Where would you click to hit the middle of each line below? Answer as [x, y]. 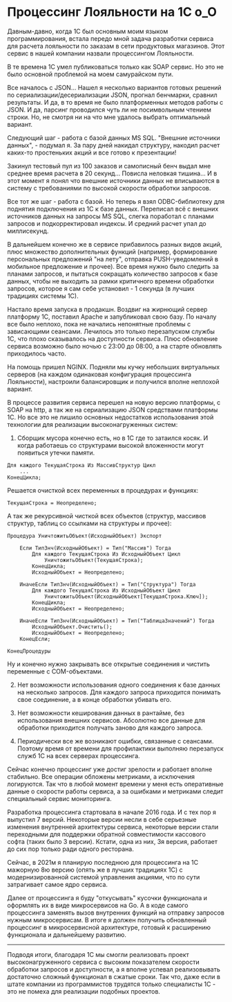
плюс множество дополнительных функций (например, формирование [112, 252]
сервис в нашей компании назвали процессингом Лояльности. [101, 53]
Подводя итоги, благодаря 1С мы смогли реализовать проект [98, 954]
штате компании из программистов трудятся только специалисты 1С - [112, 984]
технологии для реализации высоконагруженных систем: [93, 424]
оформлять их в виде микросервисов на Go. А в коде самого [98, 905]
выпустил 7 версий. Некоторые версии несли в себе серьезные [102, 819]
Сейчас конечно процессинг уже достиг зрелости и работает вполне [110, 769]
